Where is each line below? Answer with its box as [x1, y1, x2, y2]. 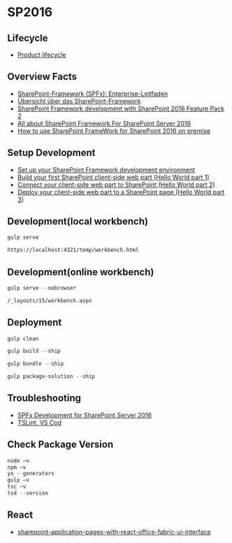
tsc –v [7, 484, 27, 491]
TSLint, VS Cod [17, 418, 61, 427]
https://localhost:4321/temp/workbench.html [7, 246, 139, 254]
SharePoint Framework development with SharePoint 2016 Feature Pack [17, 104, 225, 113]
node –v [7, 457, 30, 464]
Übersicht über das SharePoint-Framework [17, 97, 141, 105]
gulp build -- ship [7, 348, 61, 355]
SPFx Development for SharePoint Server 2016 [17, 411, 152, 419]
